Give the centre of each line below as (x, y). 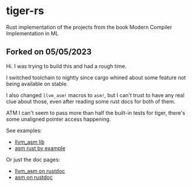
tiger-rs (25, 11)
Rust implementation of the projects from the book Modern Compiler (89, 27)
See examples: (24, 130)
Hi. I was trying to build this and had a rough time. (66, 66)
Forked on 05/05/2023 (49, 52)
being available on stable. (37, 84)
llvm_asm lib (29, 142)
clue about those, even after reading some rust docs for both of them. (91, 101)
